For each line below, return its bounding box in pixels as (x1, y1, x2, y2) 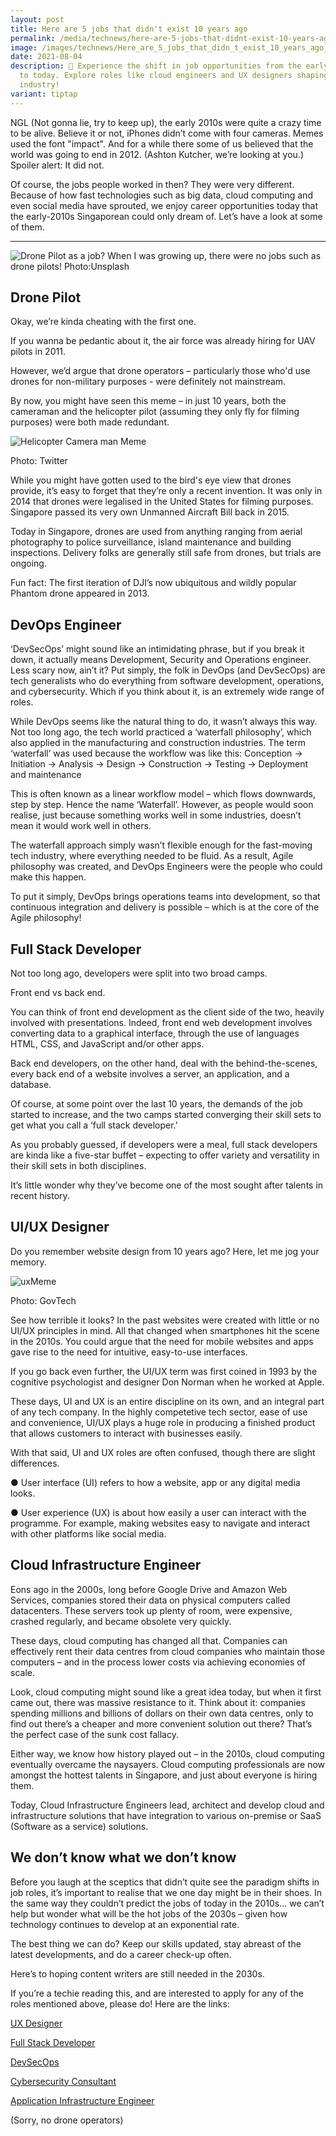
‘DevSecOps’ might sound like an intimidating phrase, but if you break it (10, 643, 305, 655)
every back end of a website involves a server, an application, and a (10, 1068, 290, 1080)
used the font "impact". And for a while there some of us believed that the (10, 137, 314, 150)
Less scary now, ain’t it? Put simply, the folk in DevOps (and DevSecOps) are (10, 664, 326, 676)
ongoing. (10, 557, 47, 570)
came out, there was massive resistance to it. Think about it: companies (10, 1696, 306, 1708)
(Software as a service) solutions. (10, 1820, 149, 1832)
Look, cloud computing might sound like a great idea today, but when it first (10, 1686, 322, 1698)
